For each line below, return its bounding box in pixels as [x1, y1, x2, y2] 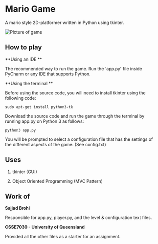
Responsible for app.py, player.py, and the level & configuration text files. [5, 215, 152, 221]
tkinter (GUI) [12, 169, 38, 175]
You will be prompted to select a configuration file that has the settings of [5, 136, 153, 142]
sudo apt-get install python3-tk [5, 104, 73, 110]
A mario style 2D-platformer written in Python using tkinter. [5, 20, 124, 25]
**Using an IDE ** [5, 56, 43, 62]
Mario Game [5, 3, 56, 15]
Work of [5, 192, 30, 200]
